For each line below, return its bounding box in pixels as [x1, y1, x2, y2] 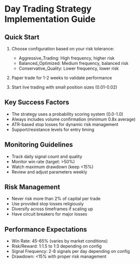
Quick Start [4, 33, 40, 41]
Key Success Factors [4, 98, 70, 107]
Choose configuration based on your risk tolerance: [11, 46, 114, 51]
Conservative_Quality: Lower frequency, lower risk [18, 65, 119, 71]
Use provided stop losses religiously [11, 201, 84, 207]
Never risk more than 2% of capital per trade [11, 196, 101, 202]
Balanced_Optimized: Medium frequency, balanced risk [18, 61, 129, 66]
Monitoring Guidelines [4, 140, 73, 149]
